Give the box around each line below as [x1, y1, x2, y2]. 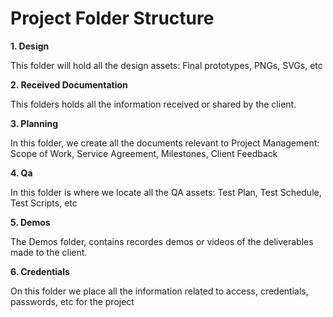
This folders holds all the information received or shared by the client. [10, 98, 297, 110]
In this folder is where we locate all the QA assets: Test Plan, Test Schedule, [10, 186, 322, 198]
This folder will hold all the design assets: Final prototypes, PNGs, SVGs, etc [10, 59, 323, 71]
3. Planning [10, 117, 59, 129]
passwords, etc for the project [10, 295, 135, 307]
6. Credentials [10, 265, 70, 277]
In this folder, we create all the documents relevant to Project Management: [10, 137, 320, 149]
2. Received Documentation [10, 78, 128, 91]
